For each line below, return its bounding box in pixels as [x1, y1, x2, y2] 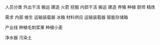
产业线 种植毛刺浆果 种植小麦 [5, 24, 63, 30]
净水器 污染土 [5, 35, 32, 40]
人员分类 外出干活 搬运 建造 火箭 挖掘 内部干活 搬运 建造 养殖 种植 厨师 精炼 [5, 4, 156, 10]
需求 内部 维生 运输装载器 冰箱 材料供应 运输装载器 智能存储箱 [5, 14, 128, 20]
